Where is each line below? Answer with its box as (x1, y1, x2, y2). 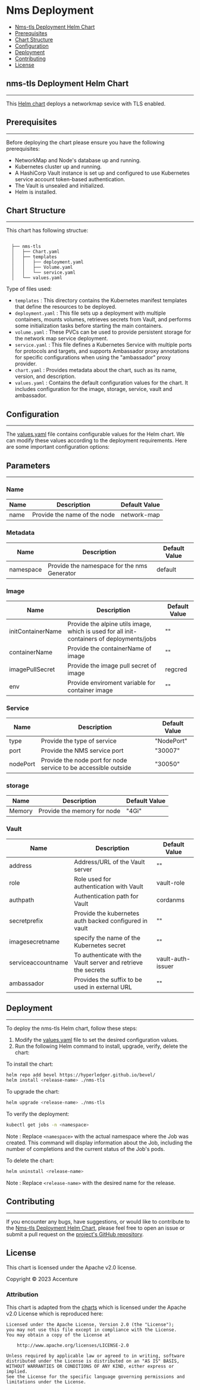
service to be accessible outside (40, 764, 132, 772)
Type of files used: (6, 286, 52, 293)
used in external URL (74, 983, 132, 991)
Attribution (6, 1290, 39, 1298)
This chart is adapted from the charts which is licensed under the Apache (6, 1304, 186, 1311)
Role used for (74, 874, 111, 883)
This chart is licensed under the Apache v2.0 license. (6, 1264, 137, 1271)
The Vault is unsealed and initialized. (14, 182, 105, 189)
